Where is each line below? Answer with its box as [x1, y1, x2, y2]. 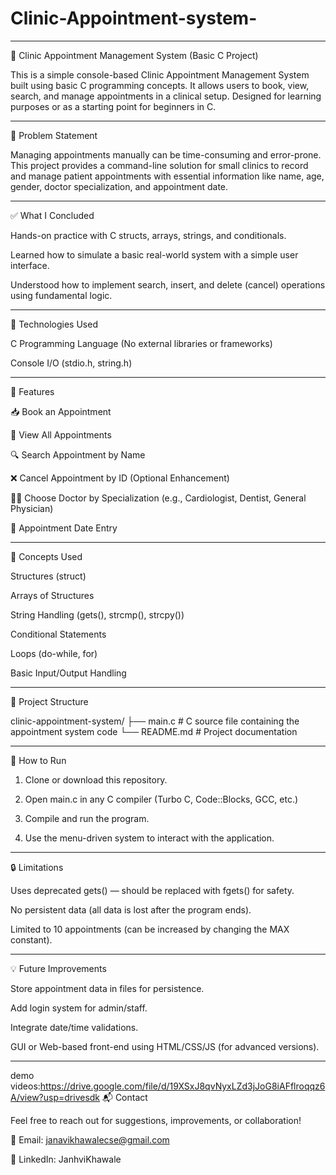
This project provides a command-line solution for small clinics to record [10, 159, 309, 171]
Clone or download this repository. [24, 773, 168, 786]
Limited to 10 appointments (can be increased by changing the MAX [10, 923, 290, 935]
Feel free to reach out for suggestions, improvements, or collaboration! [10, 1114, 302, 1126]
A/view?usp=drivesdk [10, 1091, 101, 1103]
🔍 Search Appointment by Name [10, 448, 146, 461]
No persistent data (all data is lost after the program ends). [10, 903, 252, 916]
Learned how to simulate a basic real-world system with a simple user [10, 248, 299, 261]
